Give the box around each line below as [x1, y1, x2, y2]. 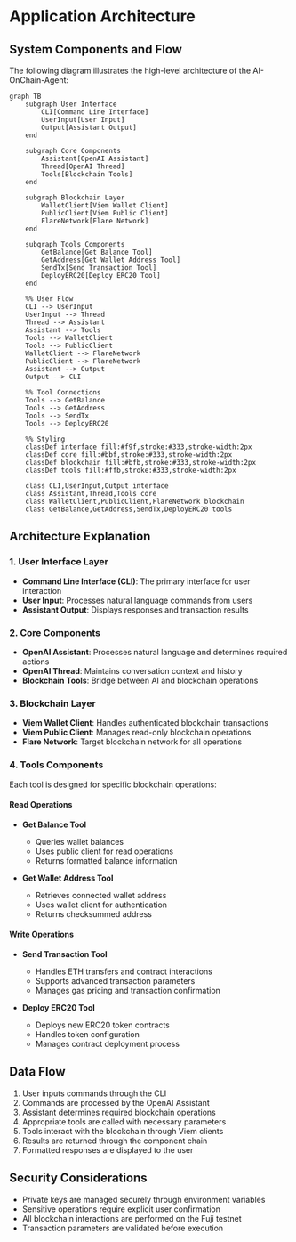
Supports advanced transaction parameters [35, 975, 196, 986]
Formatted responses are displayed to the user [21, 1144, 194, 1155]
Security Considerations [9, 1171, 148, 1186]
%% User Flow [25, 295, 74, 304]
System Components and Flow [9, 42, 182, 57]
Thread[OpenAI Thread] [41, 162, 125, 171]
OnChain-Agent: [9, 75, 69, 85]
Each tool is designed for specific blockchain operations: [9, 779, 217, 790]
